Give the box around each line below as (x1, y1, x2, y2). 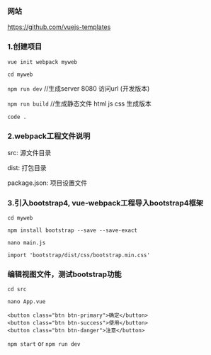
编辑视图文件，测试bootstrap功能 (7, 269, 122, 279)
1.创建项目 (7, 42, 42, 52)
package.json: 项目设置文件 (7, 179, 88, 187)
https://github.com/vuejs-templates (7, 23, 111, 31)
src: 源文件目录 (7, 148, 52, 157)
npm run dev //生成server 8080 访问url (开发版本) (7, 84, 150, 93)
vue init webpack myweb (7, 58, 78, 65)
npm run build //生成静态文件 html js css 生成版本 (7, 99, 152, 108)
